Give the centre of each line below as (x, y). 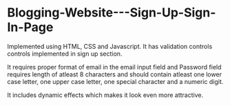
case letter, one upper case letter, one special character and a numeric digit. (115, 81)
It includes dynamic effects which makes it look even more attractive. (105, 95)
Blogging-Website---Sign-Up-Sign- (112, 13)
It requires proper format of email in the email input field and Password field (114, 67)
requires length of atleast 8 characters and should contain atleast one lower (115, 74)
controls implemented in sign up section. (65, 54)
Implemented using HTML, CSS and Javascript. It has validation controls (110, 46)
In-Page (30, 27)
